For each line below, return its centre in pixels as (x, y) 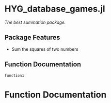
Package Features (32, 37)
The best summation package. (35, 22)
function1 (15, 75)
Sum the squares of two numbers (45, 49)
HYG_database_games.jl (55, 9)
